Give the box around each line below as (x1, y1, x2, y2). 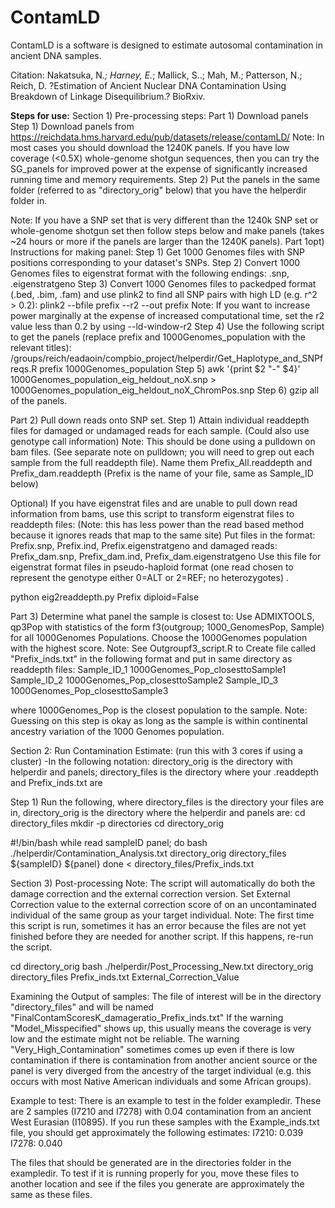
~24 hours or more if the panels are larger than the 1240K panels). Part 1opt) (10, 235, 325, 247)
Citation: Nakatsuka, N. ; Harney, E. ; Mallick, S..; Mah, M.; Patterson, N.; (10, 69, 303, 81)
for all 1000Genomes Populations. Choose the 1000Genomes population (10, 631, 308, 643)
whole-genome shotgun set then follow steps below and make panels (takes (10, 224, 325, 236)
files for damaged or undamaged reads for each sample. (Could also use (10, 424, 310, 436)
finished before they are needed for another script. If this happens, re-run (10, 930, 314, 942)
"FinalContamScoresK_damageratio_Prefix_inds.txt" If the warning (10, 1011, 284, 1023)
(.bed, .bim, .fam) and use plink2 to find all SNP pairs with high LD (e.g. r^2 (10, 288, 318, 300)
